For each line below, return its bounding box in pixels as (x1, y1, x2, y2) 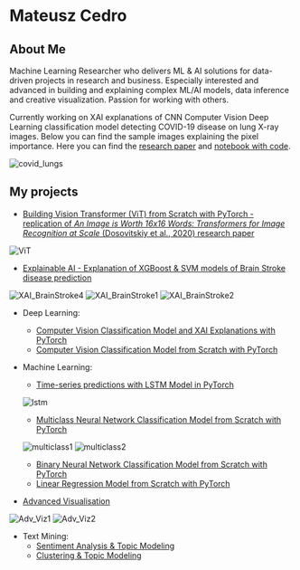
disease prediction (22, 272, 92, 283)
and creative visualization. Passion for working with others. (9, 94, 229, 105)
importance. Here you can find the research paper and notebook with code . (9, 141, 291, 151)
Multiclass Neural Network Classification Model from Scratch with (35, 413, 282, 425)
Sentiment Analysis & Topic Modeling (35, 540, 175, 551)
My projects (9, 185, 79, 200)
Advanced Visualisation (22, 495, 110, 507)
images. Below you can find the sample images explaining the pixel (9, 131, 259, 141)
